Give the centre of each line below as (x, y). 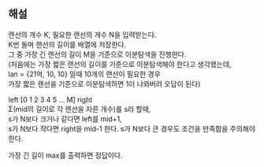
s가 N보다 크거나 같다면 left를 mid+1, (65, 119)
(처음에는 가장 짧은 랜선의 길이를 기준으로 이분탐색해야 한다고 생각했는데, (120, 64)
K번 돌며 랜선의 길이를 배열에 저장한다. (67, 44)
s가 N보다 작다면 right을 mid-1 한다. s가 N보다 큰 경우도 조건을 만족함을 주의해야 (132, 128)
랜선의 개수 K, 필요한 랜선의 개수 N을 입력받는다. (82, 35)
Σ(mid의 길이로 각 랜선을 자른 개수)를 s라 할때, (80, 109)
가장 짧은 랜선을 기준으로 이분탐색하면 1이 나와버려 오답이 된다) (104, 83)
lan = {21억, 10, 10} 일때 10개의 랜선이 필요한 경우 (85, 74)
